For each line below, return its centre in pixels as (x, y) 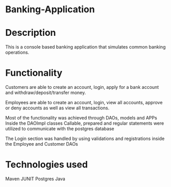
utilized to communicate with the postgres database (60, 129)
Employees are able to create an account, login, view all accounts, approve (84, 103)
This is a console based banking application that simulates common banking (86, 47)
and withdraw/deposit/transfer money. (46, 92)
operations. (17, 53)
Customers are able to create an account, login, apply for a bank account (82, 87)
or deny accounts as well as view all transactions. (57, 108)
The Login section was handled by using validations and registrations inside (85, 138)
